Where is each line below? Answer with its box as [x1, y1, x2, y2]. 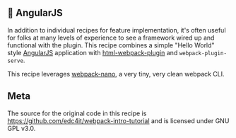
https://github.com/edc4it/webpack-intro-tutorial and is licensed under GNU [7, 116, 230, 125]
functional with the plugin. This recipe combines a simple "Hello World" [7, 40, 215, 50]
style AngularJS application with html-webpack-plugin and [7, 48, 178, 57]
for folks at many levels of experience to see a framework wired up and [7, 33, 215, 42]
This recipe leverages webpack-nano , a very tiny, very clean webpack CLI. [7, 69, 225, 78]
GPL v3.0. [7, 124, 36, 132]
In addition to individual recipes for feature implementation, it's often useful [7, 25, 226, 34]
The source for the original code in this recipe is [7, 109, 147, 117]
